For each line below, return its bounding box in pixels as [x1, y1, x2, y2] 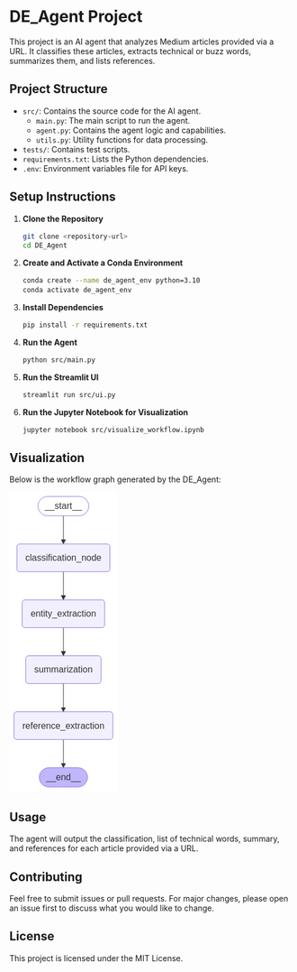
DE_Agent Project [9, 6, 143, 27]
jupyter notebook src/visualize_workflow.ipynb [22, 425, 204, 434]
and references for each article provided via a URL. [9, 843, 199, 854]
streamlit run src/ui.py [22, 390, 116, 399]
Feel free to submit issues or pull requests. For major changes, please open [9, 893, 289, 903]
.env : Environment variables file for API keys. [22, 162, 189, 173]
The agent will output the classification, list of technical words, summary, [9, 833, 281, 845]
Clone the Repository [22, 213, 103, 224]
